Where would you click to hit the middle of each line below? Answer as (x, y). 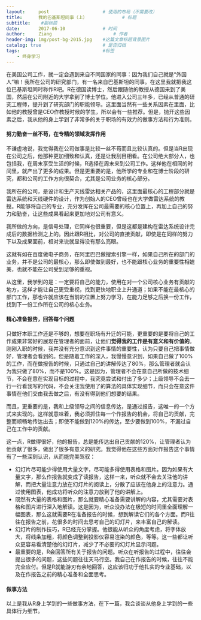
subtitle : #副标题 (32, 23)
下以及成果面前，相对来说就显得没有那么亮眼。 (64, 241)
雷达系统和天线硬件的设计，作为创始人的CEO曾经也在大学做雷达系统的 (93, 198)
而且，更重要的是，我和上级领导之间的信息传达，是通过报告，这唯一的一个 (98, 407)
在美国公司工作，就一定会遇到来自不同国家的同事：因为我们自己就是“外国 (97, 74)
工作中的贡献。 (35, 429)
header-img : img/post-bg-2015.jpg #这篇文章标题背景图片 (78, 40)
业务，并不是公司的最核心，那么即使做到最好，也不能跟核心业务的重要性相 (98, 261)
